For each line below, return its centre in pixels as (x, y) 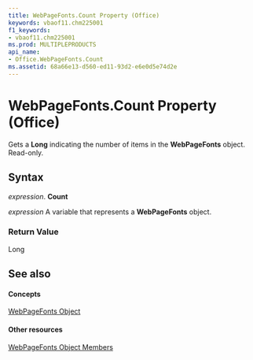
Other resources (35, 329)
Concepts (24, 294)
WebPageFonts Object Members (61, 347)
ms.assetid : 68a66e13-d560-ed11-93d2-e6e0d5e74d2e (93, 67)
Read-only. (26, 152)
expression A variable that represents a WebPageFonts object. (110, 212)
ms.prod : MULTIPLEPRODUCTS (52, 45)
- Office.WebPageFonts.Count (56, 60)
